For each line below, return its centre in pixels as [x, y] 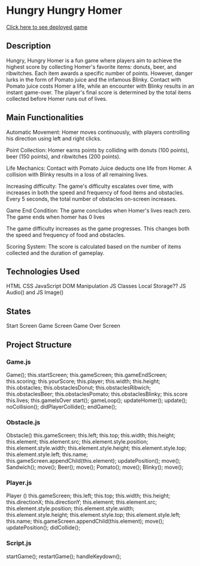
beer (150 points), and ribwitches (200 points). [63, 156]
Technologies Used [43, 272]
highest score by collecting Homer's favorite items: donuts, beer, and [91, 67]
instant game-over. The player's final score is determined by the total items [99, 92]
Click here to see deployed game [47, 27]
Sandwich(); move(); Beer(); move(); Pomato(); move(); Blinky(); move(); [95, 467]
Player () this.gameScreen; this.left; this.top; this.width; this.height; [88, 496]
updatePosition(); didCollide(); [43, 528]
